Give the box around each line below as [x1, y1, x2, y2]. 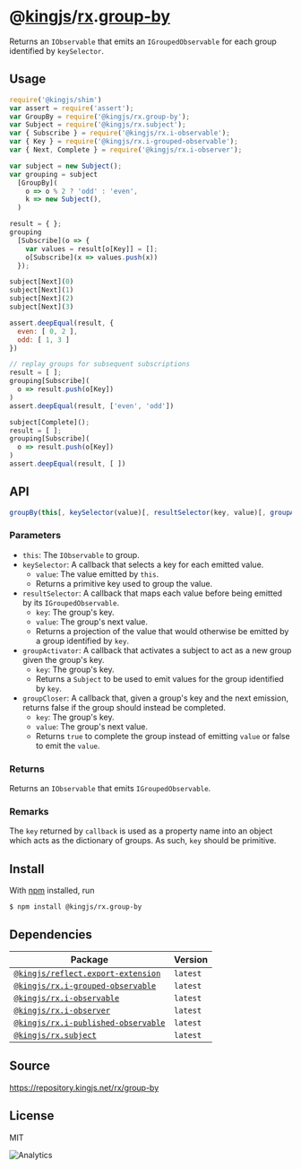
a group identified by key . [35, 635, 130, 646]
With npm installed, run [9, 885, 95, 896]
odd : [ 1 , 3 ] [17, 335, 70, 345]
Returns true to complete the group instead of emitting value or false [35, 730, 290, 741]
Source [9, 1059, 51, 1074]
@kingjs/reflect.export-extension [13, 969, 161, 979]
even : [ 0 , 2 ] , [17, 327, 78, 336]
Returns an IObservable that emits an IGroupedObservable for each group [9, 36, 277, 47]
